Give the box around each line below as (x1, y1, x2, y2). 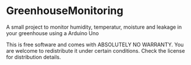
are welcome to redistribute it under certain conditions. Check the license (6, 47, 185, 54)
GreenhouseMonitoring (6, 4, 124, 18)
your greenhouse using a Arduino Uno (6, 29, 99, 36)
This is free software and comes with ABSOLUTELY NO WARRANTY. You (6, 41, 184, 48)
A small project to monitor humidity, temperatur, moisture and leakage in (6, 23, 182, 30)
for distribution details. (6, 53, 61, 60)
